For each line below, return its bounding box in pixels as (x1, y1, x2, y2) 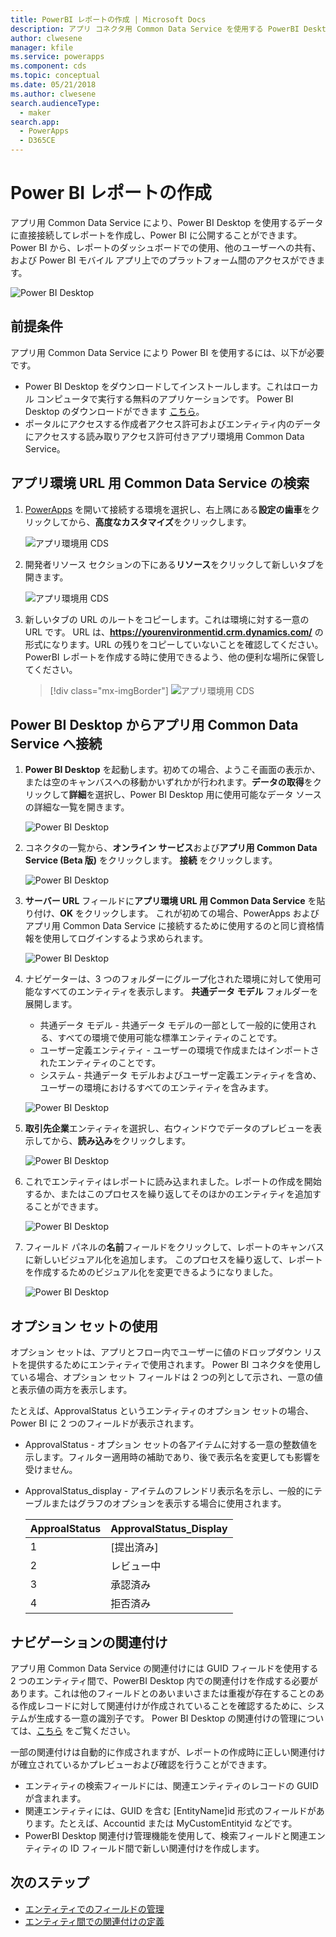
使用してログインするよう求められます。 (42, 932, 208, 945)
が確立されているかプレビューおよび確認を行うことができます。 (10, 1759, 273, 1770)
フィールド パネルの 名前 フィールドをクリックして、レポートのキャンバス (24, 1241, 325, 1253)
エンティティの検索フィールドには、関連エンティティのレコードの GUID (24, 1780, 319, 1791)
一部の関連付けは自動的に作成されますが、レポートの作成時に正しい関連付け (10, 1746, 326, 1758)
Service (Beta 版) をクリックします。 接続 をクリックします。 (24, 854, 278, 866)
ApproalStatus (29, 1522, 102, 1536)
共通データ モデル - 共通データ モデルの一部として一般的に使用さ (39, 1019, 308, 1031)
